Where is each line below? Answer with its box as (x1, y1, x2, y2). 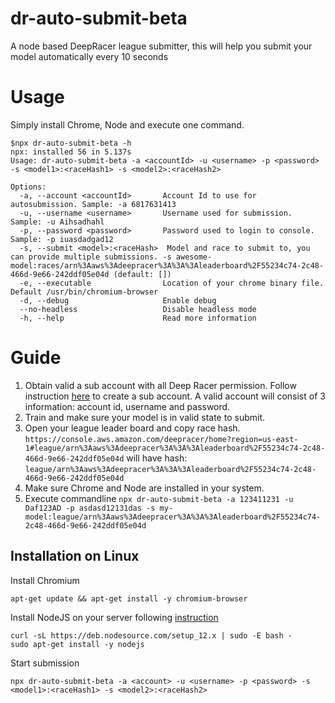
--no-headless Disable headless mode (19, 304, 257, 314)
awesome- (175, 252, 213, 262)
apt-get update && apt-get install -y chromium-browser (10, 593, 248, 604)
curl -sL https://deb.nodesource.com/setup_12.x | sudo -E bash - (10, 630, 293, 641)
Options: (10, 182, 47, 192)
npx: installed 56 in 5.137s (10, 147, 132, 157)
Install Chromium (10, 574, 80, 586)
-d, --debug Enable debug (19, 295, 217, 306)
